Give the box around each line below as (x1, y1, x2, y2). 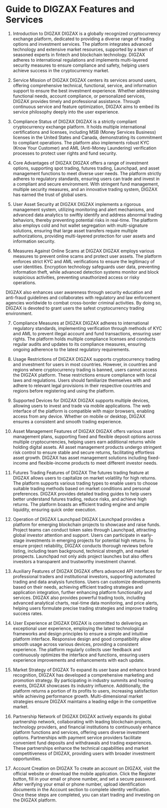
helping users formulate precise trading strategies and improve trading (12, 605, 158, 611)
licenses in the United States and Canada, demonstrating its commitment (12, 134, 163, 140)
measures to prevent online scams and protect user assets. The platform (12, 253, 162, 259)
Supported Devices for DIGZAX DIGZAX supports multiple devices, (12, 397, 150, 404)
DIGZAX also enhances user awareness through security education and (5, 289, 153, 295)
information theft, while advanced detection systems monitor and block (12, 269, 159, 275)
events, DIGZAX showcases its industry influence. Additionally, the (12, 683, 150, 689)
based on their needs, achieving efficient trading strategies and (12, 584, 143, 590)
